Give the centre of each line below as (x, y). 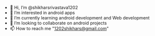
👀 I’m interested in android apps (42, 13)
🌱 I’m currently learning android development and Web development (80, 18)
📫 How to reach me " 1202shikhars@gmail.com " (59, 28)
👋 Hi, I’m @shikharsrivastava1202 (44, 8)
